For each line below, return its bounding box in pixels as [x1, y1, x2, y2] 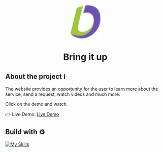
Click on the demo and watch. [5, 101, 68, 107]
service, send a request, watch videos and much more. [5, 91, 120, 97]
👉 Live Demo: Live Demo [5, 111, 59, 117]
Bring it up [63, 51, 108, 63]
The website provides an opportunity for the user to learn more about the [5, 86, 158, 92]
